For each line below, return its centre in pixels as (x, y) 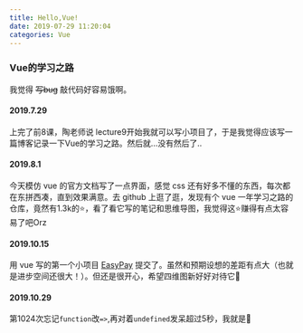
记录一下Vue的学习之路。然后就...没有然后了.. (118, 143)
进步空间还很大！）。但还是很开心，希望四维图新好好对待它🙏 (129, 276)
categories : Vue (40, 34)
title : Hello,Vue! (44, 18)
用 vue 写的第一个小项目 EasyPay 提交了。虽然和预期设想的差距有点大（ (144, 265)
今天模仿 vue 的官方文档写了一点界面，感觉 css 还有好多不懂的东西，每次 (146, 186)
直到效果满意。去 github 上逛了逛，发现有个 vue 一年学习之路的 (175, 197)
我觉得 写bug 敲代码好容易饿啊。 (71, 89)
